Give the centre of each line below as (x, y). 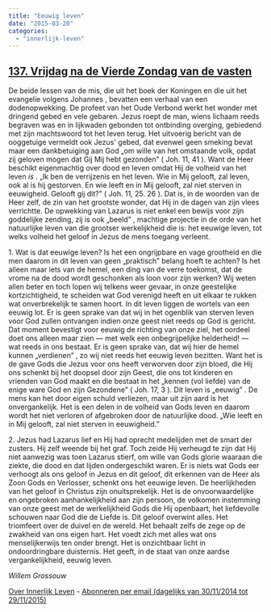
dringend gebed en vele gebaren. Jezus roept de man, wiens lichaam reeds (134, 116)
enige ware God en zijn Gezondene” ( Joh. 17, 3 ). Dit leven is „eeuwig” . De (133, 390)
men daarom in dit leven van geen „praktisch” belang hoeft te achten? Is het (134, 261)
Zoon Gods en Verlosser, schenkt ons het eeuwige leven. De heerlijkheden (132, 483)
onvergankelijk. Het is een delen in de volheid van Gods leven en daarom (129, 407)
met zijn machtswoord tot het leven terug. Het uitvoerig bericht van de (125, 133)
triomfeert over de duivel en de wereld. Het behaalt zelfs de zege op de (127, 525)
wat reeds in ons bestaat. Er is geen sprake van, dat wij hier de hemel (124, 347)
